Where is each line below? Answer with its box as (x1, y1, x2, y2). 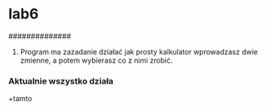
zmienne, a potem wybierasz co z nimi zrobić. (19, 55, 173, 65)
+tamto (8, 94, 32, 104)
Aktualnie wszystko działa (8, 75, 114, 87)
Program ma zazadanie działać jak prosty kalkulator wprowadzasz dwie (19, 47, 258, 56)
